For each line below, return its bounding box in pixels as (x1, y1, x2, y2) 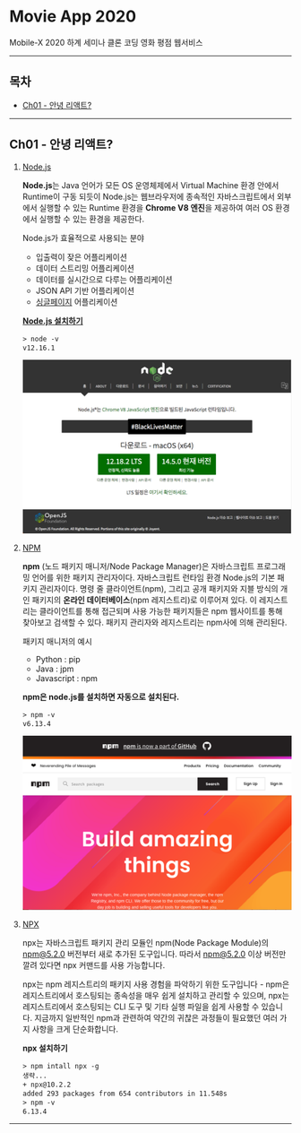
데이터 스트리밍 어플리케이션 (35, 263, 134, 273)
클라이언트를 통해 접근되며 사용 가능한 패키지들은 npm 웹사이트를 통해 (39, 605, 283, 616)
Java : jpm (35, 663, 74, 674)
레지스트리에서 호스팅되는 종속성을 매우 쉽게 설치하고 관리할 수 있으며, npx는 (21, 990, 289, 1000)
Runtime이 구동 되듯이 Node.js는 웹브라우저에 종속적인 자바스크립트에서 (21, 191, 275, 202)
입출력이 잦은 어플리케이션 (35, 251, 128, 262)
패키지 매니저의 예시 (21, 636, 92, 646)
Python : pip (35, 653, 81, 664)
